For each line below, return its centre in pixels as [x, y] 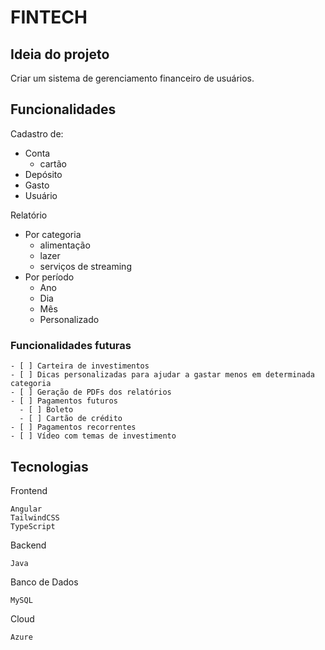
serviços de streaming [85, 266]
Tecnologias [49, 466]
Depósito [43, 174]
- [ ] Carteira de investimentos [80, 366]
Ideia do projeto [60, 54]
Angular [26, 509]
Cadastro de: [37, 133]
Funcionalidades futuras [71, 345]
